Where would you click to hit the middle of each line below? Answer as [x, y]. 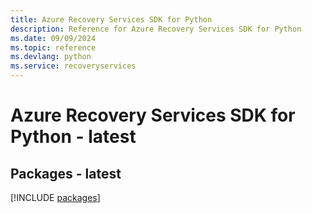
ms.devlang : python [51, 57]
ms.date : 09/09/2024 [53, 38]
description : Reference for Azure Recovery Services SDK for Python [156, 29]
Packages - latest [66, 173]
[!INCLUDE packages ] [55, 197]
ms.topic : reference [53, 47]
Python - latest [73, 137]
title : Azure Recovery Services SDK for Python [111, 19]
